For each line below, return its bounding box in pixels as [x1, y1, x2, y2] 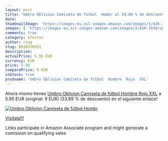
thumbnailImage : [5, 21, 39, 26]
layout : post [5, 7, 32, 12]
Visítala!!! [5, 115, 24, 121]
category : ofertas [5, 35, 43, 40]
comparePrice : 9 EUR [5, 68, 48, 73]
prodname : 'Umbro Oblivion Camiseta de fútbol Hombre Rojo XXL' [5, 77, 149, 82]
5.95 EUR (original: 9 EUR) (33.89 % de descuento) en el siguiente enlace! [5, 96, 158, 102]
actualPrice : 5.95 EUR [5, 53, 52, 59]
